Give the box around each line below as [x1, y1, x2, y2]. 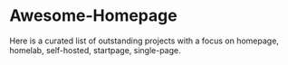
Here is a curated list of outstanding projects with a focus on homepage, [9, 35, 279, 46]
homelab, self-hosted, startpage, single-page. [9, 44, 181, 55]
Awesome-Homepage [9, 5, 178, 26]
